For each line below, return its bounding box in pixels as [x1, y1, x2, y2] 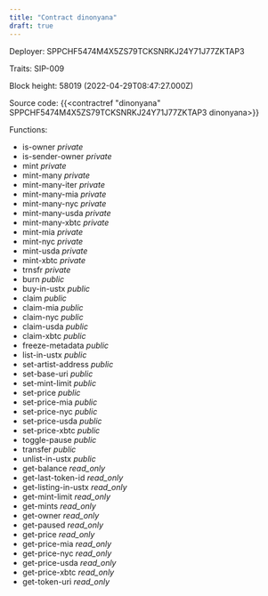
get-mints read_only [21, 500, 96, 511]
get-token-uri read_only [21, 576, 110, 587]
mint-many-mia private [21, 189, 107, 199]
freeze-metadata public [21, 340, 110, 350]
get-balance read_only [21, 463, 106, 473]
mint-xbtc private [21, 254, 86, 265]
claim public [21, 293, 67, 303]
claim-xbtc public [21, 330, 86, 341]
